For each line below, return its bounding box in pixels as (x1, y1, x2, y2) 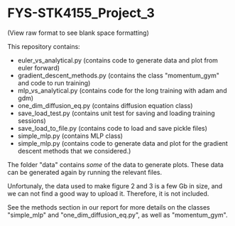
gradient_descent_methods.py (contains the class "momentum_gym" (17, 71, 220, 80)
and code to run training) (17, 78, 91, 87)
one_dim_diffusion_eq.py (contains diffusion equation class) (17, 101, 193, 109)
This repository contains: (7, 42, 80, 50)
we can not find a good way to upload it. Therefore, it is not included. (7, 189, 209, 198)
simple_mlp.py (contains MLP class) (17, 131, 123, 140)
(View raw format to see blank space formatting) (7, 28, 149, 37)
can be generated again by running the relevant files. (7, 168, 163, 176)
